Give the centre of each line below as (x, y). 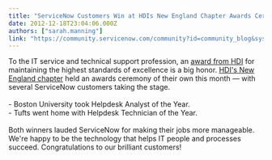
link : (17, 38)
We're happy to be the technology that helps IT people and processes (125, 139)
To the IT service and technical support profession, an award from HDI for (132, 61)
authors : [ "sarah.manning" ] (56, 31)
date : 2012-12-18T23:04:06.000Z (63, 23)
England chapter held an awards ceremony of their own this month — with (132, 78)
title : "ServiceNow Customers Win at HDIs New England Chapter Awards (130, 16)
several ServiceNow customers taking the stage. (89, 87)
